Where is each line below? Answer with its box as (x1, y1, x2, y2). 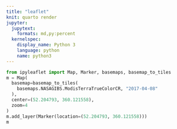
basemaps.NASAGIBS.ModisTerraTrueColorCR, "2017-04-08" (17, 86, 159, 92)
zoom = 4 (11, 102, 28, 108)
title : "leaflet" (6, 8, 49, 15)
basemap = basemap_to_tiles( (11, 80, 78, 86)
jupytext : (11, 25, 36, 32)
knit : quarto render (6, 14, 58, 20)
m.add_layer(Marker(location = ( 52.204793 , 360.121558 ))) (6, 114, 147, 119)
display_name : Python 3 (17, 42, 76, 48)
